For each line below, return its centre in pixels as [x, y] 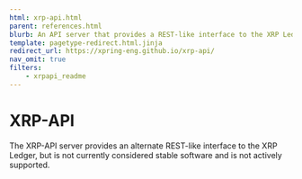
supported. [30, 165]
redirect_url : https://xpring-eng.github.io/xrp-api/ [112, 51]
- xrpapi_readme [56, 76]
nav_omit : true [38, 59]
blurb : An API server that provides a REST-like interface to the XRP [144, 34]
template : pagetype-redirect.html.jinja [86, 43]
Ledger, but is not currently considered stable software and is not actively [146, 155]
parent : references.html [56, 26]
